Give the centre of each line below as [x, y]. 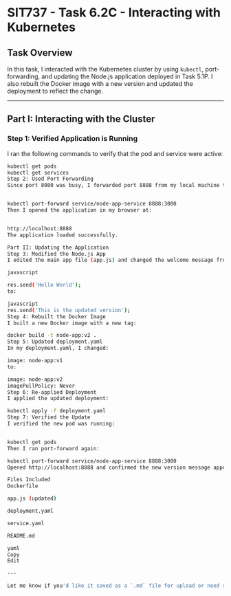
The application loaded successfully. [63, 235]
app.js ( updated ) [32, 499]
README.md [21, 536]
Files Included [29, 480]
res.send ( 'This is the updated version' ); [69, 310]
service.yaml [26, 523]
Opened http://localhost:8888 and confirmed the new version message [109, 467]
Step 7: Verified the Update [49, 417]
